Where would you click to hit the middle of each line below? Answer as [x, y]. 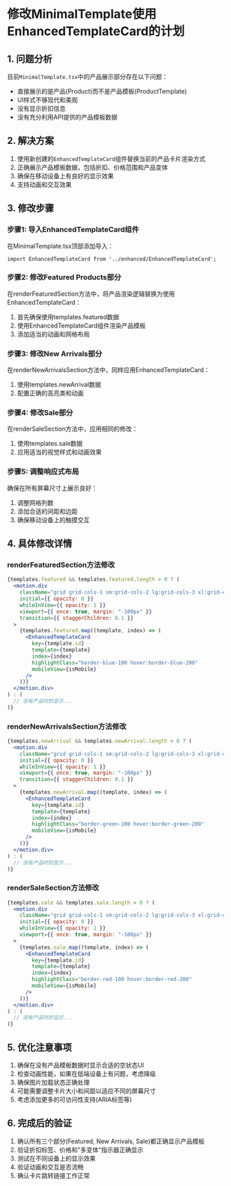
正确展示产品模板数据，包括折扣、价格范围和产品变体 [92, 167]
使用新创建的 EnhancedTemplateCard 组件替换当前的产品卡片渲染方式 [111, 158]
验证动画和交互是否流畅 [50, 1167]
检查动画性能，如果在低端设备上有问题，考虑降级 [86, 1074]
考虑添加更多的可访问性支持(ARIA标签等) [75, 1100]
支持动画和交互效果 [44, 184]
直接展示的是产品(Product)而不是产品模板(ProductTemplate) [102, 91]
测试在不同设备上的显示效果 [56, 1158]
